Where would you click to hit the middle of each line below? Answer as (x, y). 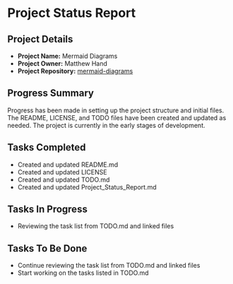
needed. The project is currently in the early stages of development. (107, 125)
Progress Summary (50, 93)
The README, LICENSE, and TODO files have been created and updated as (117, 117)
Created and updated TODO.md (64, 179)
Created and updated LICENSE (62, 172)
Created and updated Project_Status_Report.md (87, 187)
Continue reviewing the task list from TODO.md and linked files (109, 266)
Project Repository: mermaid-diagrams (75, 71)
